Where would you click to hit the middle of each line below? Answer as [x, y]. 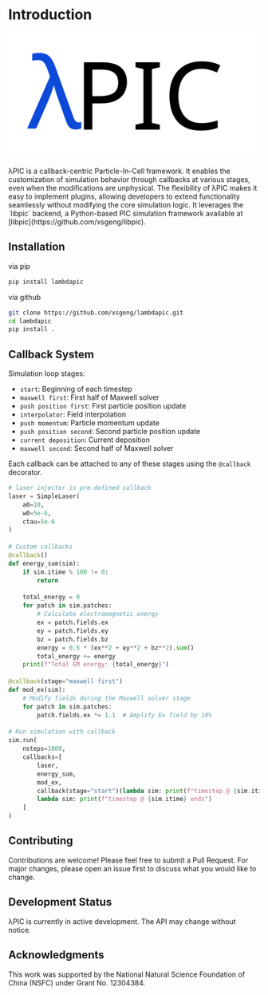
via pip [19, 266]
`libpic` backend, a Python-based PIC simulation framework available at [126, 213]
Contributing [41, 841]
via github [25, 297]
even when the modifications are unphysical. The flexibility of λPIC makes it [133, 188]
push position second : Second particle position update [110, 432]
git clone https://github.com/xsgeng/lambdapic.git [96, 313]
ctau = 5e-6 [39, 521]
